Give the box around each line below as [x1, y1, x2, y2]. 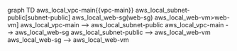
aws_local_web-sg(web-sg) [72, 13, 153, 22]
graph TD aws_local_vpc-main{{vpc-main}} [7, 6, 134, 14]
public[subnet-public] [7, 13, 71, 22]
